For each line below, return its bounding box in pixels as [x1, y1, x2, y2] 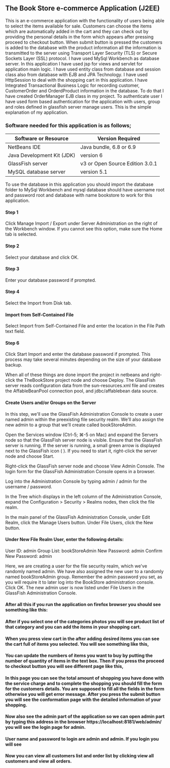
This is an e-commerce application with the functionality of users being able [5, 17, 165, 23]
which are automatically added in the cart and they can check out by [5, 28, 149, 35]
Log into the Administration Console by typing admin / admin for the [5, 478, 147, 484]
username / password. [5, 483, 52, 489]
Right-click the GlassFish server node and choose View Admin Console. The [5, 463, 165, 469]
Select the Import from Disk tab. [5, 299, 72, 306]
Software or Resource [14, 135, 69, 142]
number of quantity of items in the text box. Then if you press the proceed [5, 658, 164, 664]
